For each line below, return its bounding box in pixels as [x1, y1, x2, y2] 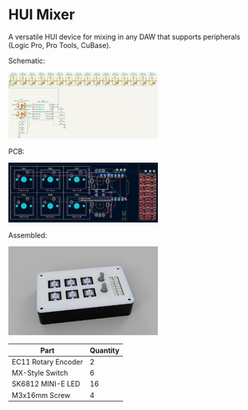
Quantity [89, 345, 120, 355]
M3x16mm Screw [11, 390, 71, 400]
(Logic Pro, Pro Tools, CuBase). [8, 40, 112, 49]
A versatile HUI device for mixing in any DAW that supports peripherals [8, 32, 241, 41]
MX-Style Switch [11, 369, 69, 378]
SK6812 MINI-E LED [11, 379, 81, 388]
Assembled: [8, 230, 48, 240]
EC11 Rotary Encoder [11, 357, 84, 366]
